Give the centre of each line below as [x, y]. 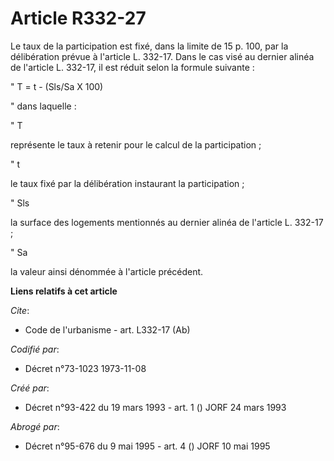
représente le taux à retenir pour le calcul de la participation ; [136, 144]
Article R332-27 [78, 18]
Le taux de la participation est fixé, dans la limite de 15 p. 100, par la [149, 46]
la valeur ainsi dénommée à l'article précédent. [107, 271]
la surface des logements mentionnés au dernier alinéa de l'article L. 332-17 [167, 222]
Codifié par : [35, 349]
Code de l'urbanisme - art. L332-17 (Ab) [107, 329]
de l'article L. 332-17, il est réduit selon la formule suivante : [132, 67]
